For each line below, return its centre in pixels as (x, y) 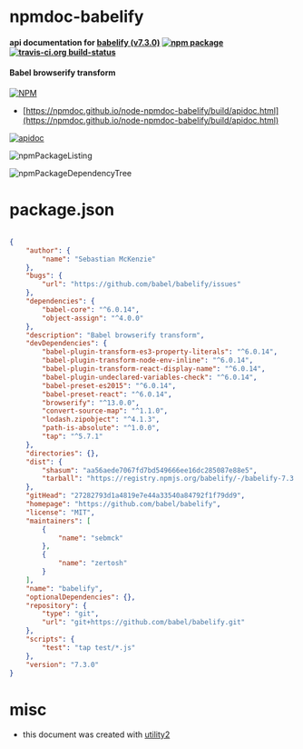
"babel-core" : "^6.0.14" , (91, 310)
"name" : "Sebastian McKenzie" (99, 259)
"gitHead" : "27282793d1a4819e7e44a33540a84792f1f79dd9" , (136, 496)
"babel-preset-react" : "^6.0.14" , (107, 394)
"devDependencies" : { (66, 344)
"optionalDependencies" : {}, (81, 597)
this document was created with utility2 (96, 734)
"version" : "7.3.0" (63, 664)
